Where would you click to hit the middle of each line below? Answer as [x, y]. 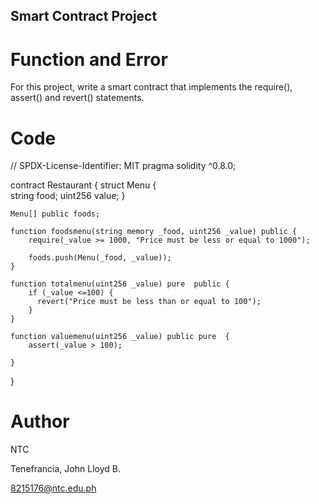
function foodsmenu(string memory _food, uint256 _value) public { [154, 232]
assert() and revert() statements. [77, 98]
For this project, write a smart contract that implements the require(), [151, 87]
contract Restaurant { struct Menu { [83, 185]
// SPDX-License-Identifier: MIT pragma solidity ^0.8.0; [123, 166]
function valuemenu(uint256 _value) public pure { [120, 337]
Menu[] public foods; [55, 214]
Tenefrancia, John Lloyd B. [65, 469]
